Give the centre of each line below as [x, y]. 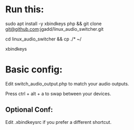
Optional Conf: [29, 110]
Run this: [25, 9]
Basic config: [34, 70]
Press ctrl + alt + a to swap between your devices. [58, 94]
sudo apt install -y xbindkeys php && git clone [53, 24]
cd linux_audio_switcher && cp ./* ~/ [43, 39]
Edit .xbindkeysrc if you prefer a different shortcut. [58, 122]
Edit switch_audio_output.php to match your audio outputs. [67, 83]
